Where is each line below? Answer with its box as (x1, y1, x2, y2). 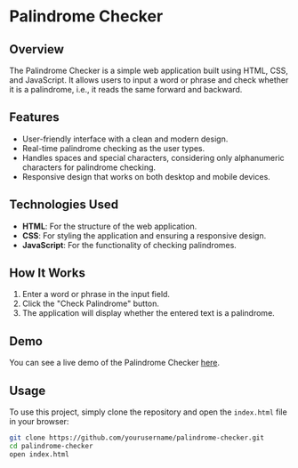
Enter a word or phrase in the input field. (21, 289, 171, 300)
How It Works (9, 265, 86, 281)
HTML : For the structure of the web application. (21, 221, 197, 231)
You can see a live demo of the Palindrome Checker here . (9, 358, 221, 368)
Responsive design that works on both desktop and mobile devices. (21, 171, 271, 182)
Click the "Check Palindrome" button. (21, 298, 160, 309)
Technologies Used (9, 198, 118, 213)
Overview (9, 42, 65, 57)
